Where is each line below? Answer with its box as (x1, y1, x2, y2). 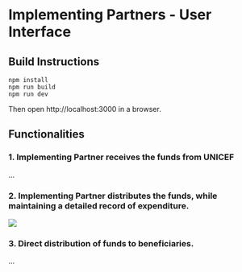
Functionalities (8, 127, 85, 142)
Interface (8, 23, 71, 41)
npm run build (8, 83, 56, 91)
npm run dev (8, 90, 48, 98)
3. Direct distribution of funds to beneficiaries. (8, 237, 194, 249)
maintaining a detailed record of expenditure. (8, 200, 190, 211)
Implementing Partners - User (8, 6, 212, 24)
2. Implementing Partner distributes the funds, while (8, 190, 218, 201)
